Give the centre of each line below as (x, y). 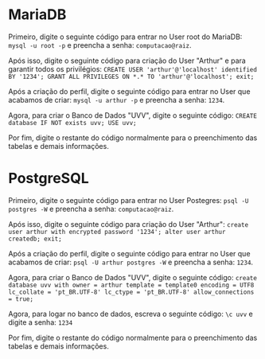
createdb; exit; (35, 239)
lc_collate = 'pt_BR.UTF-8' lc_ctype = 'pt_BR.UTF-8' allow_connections (131, 292)
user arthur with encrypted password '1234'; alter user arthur (117, 232)
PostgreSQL (49, 179)
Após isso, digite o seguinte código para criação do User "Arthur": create (129, 224)
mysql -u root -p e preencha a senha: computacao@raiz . (100, 45)
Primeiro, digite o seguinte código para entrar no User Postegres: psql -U (129, 200)
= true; (21, 299)
